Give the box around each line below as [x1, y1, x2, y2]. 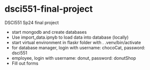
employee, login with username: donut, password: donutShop [11, 55, 136, 61]
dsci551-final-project [4, 3, 93, 15]
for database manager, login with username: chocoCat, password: [11, 45, 146, 50]
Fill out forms [11, 60, 39, 66]
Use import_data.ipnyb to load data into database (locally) [11, 34, 129, 40]
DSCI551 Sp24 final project [4, 20, 59, 25]
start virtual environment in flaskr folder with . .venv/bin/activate [11, 39, 141, 45]
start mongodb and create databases [11, 29, 87, 35]
